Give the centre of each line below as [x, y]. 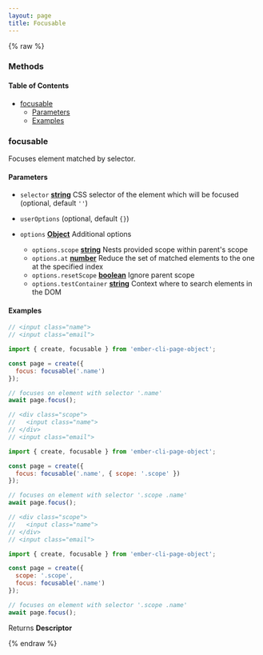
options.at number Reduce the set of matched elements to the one [143, 258]
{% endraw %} [33, 643]
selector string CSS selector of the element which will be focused [129, 195]
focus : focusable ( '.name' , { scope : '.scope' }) [98, 473]
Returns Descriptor [40, 628]
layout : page [30, 16]
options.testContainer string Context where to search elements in [142, 284]
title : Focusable [37, 23]
